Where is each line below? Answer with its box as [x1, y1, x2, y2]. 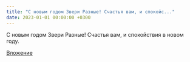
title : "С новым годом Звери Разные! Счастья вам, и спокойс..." [6, 8, 175, 15]
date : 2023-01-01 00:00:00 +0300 [6, 14, 91, 20]
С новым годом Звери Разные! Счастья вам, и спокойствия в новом [6, 31, 184, 38]
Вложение [6, 49, 33, 56]
